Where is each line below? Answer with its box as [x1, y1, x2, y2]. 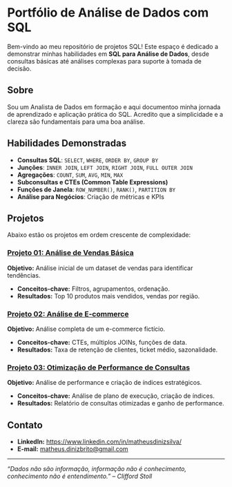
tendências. [7, 271, 41, 279]
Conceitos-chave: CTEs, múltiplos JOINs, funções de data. [17, 338, 188, 346]
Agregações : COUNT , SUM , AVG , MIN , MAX [17, 171, 124, 179]
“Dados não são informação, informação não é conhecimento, [7, 465, 187, 473]
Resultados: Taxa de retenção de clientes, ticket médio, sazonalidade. [17, 345, 218, 354]
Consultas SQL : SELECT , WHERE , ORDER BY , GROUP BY [17, 155, 159, 164]
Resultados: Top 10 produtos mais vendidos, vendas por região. [17, 292, 200, 300]
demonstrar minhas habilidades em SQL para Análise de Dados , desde [7, 50, 209, 58]
